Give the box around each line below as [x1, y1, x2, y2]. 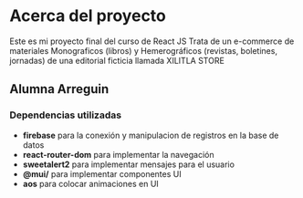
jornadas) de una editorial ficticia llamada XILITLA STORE [9, 55, 225, 66]
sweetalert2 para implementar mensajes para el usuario [22, 159, 235, 170]
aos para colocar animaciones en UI [22, 178, 160, 189]
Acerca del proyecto [9, 5, 167, 26]
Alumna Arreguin [9, 81, 110, 97]
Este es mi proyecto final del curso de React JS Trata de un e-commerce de [9, 36, 295, 47]
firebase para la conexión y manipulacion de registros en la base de [22, 130, 279, 141]
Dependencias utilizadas [9, 109, 121, 121]
